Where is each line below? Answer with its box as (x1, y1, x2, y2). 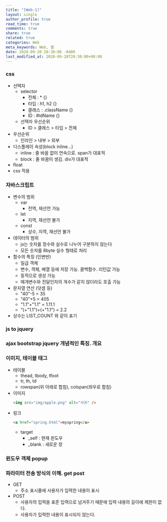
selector (20, 88, 37, 94)
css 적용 (12, 168, 30, 174)
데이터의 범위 (12, 234, 39, 241)
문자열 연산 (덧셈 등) (12, 285, 52, 291)
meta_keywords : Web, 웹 (5, 45, 54, 50)
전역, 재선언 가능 (27, 205, 60, 211)
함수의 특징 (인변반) (12, 253, 51, 259)
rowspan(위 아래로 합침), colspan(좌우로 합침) (20, 384, 112, 390)
